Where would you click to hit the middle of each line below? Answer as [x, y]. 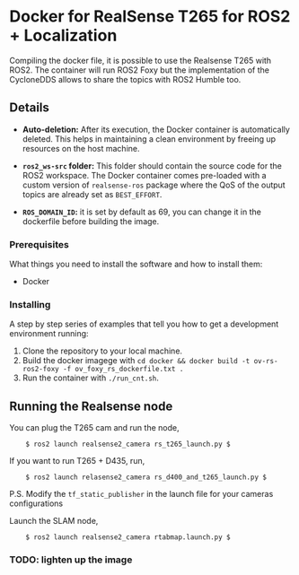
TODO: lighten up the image [71, 560]
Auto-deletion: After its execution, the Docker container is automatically [156, 129]
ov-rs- [266, 362]
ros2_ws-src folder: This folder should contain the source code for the [152, 166]
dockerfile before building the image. [91, 221]
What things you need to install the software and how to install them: [136, 264]
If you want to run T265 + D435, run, [77, 461]
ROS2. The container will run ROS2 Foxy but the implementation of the [139, 70]
